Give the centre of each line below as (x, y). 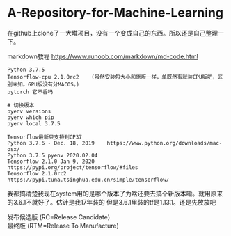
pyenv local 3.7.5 (34, 123)
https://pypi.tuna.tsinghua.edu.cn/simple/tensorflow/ (88, 180)
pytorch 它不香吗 (30, 92)
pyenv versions (29, 111)
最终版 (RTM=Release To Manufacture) (63, 226)
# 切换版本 (21, 105)
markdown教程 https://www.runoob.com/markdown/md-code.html (103, 56)
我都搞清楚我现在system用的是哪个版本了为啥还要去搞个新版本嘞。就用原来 (115, 194)
